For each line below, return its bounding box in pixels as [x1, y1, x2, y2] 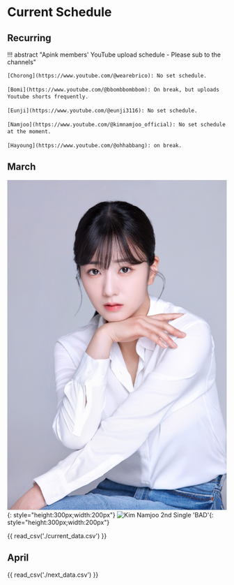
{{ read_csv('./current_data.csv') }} [7, 531, 107, 540]
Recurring [7, 32, 52, 44]
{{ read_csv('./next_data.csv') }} [7, 570, 99, 579]
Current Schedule [7, 4, 112, 20]
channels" [7, 58, 37, 66]
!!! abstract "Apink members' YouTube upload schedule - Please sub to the [7, 50, 221, 59]
